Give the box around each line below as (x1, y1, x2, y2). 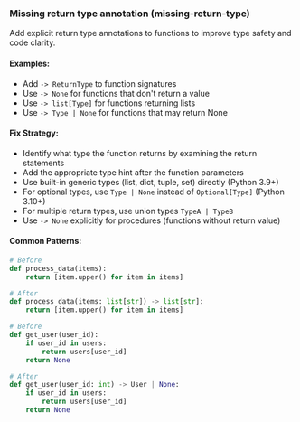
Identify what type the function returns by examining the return (22, 147, 258, 158)
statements (22, 157, 65, 168)
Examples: (9, 58, 50, 69)
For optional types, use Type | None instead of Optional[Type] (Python (22, 186, 285, 197)
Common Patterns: (9, 236, 82, 247)
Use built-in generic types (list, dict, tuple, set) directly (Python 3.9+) (22, 176, 279, 187)
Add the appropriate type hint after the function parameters (22, 166, 244, 178)
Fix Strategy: (9, 127, 59, 138)
